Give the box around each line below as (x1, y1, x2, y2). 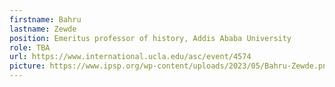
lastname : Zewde (9, 24, 77, 34)
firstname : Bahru (9, 14, 82, 25)
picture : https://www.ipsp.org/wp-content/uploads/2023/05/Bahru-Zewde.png (9, 61, 332, 71)
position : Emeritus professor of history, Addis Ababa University (9, 33, 292, 43)
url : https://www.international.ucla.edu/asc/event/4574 (9, 52, 252, 62)
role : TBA (9, 42, 51, 53)
